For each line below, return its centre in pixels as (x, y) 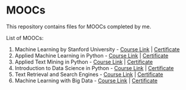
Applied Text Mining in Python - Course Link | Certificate (84, 62)
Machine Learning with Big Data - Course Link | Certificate (86, 81)
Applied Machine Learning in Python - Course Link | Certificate (92, 55)
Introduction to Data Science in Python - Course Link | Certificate (94, 68)
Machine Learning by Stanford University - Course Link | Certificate (97, 49)
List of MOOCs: (25, 38)
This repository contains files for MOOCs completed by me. (79, 26)
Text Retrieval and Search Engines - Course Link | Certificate (89, 74)
